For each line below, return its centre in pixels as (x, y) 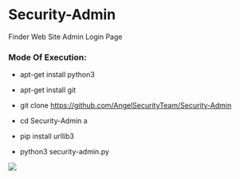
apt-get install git (48, 90)
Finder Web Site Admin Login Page (65, 37)
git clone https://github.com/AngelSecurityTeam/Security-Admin (126, 106)
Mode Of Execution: (47, 57)
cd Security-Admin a (53, 121)
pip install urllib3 (47, 136)
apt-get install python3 (57, 75)
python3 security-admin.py (65, 152)
